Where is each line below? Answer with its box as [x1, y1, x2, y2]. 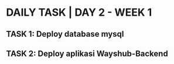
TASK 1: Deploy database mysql [6, 29, 124, 39]
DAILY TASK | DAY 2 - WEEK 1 [6, 6, 152, 19]
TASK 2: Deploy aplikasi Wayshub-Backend [6, 48, 168, 58]
